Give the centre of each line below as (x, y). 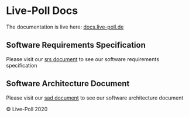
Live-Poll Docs (42, 11)
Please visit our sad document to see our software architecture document (95, 98)
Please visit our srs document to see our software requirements (83, 59)
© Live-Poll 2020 (27, 109)
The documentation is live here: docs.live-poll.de (65, 27)
